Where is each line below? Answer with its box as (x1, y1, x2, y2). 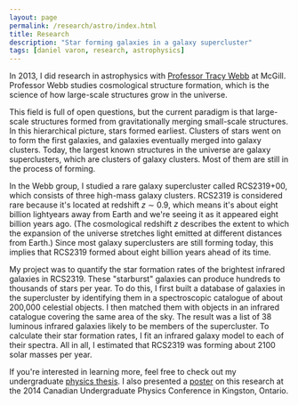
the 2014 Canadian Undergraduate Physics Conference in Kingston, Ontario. (9, 385, 289, 396)
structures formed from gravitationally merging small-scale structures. (30, 117, 289, 127)
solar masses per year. (9, 349, 93, 360)
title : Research (9, 29, 69, 38)
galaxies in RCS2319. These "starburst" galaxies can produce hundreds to (9, 273, 281, 285)
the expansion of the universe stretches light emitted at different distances (9, 228, 283, 239)
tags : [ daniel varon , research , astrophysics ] (9, 46, 185, 55)
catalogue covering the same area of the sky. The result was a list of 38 (9, 312, 272, 322)
